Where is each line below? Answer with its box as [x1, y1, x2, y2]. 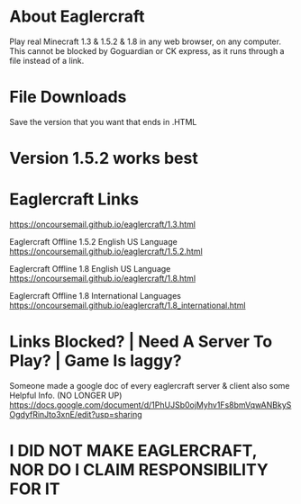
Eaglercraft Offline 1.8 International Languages [9, 291, 182, 301]
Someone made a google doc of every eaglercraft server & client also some [9, 380, 290, 391]
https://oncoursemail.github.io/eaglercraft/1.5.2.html [9, 246, 203, 256]
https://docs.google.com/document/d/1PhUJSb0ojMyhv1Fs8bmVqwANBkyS [9, 399, 292, 410]
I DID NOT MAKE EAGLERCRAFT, [9, 441, 258, 461]
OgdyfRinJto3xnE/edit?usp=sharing [9, 409, 142, 419]
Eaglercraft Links [9, 189, 140, 210]
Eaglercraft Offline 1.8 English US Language [9, 264, 171, 274]
